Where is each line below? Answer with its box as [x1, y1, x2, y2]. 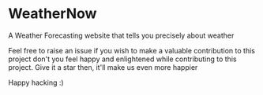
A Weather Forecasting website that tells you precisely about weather [8, 31, 235, 40]
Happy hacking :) [8, 78, 65, 87]
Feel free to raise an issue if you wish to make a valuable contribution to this [8, 46, 255, 55]
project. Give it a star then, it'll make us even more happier [8, 62, 198, 71]
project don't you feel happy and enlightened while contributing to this [8, 54, 237, 64]
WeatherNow [8, 5, 97, 23]
